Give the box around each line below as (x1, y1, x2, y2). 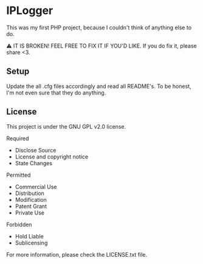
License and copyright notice (15, 153, 89, 160)
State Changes (15, 159, 53, 166)
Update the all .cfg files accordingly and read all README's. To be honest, (6, 82, 191, 90)
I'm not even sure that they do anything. (6, 89, 106, 96)
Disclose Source (15, 146, 57, 154)
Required (6, 135, 29, 142)
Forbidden (6, 221, 32, 228)
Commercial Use (15, 183, 57, 190)
